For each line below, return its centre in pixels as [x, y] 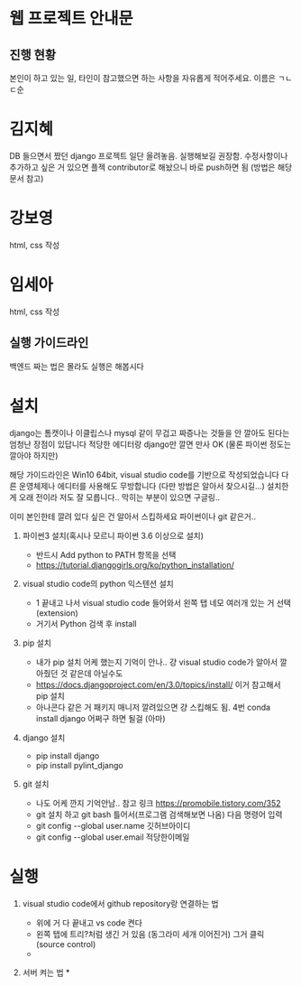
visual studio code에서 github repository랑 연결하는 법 [120, 903]
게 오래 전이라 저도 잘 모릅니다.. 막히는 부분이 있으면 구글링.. [115, 497]
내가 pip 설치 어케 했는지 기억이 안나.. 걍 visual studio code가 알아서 [157, 662]
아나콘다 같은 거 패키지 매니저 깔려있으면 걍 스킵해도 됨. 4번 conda [153, 707]
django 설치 [44, 738]
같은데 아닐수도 [96, 673]
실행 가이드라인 [49, 343]
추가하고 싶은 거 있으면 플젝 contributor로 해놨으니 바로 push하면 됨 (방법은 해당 [151, 167]
